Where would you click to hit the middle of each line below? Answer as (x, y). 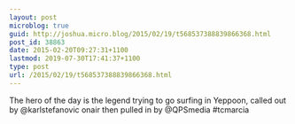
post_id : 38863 (37, 42)
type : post (29, 67)
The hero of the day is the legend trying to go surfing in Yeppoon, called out (147, 100)
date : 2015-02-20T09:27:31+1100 (69, 50)
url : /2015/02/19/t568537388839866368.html (91, 75)
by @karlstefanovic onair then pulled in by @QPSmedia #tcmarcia (129, 109)
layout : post (33, 17)
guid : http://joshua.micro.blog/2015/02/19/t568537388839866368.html (140, 34)
